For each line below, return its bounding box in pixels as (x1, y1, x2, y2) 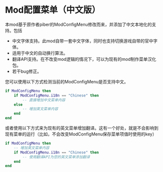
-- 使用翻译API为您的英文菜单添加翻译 (22, 154, 90, 159)
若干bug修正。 (12, 68, 42, 74)
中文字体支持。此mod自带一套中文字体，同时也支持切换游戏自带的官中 (12, 38, 154, 44)
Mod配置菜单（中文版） (5, 4, 101, 16)
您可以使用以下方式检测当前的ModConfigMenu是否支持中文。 (5, 78, 129, 84)
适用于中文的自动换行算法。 (12, 50, 68, 56)
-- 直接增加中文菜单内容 (22, 97, 66, 102)
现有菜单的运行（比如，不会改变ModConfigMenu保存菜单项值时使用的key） (5, 131, 157, 137)
